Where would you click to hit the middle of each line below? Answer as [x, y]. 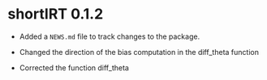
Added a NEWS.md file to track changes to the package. [110, 36]
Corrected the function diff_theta [74, 67]
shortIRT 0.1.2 [56, 14]
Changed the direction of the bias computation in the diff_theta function [139, 52]
